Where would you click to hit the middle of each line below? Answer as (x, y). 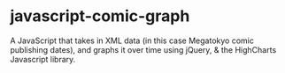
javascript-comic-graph (100, 16)
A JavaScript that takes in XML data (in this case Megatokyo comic (132, 40)
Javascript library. (43, 59)
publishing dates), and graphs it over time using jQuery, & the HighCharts (143, 49)
